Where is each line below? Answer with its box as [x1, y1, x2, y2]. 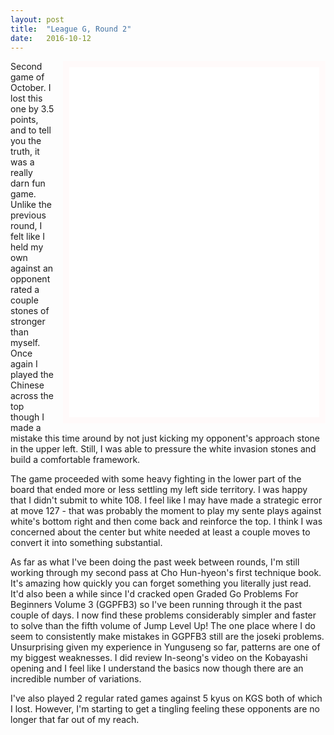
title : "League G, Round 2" [10, 24, 132, 34]
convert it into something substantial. [10, 537, 163, 549]
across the [10, 390, 55, 402]
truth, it [10, 146, 40, 158]
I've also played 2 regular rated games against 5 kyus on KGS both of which [10, 692, 323, 705]
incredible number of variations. [10, 673, 142, 685]
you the [10, 135, 42, 147]
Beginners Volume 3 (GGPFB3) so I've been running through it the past [10, 599, 303, 611]
